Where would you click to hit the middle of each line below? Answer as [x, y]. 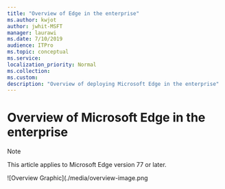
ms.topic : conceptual [38, 52]
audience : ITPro [30, 45]
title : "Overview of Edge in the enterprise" [73, 13]
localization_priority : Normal [52, 65]
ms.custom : [23, 77]
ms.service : [24, 58]
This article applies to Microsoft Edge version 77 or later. [87, 165]
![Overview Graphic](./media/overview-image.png [78, 178]
